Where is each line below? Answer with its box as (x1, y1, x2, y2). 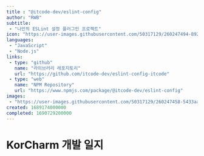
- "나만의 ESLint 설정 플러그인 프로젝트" (8, 25, 101, 32)
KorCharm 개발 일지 (6, 138, 104, 152)
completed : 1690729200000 (6, 110, 72, 116)
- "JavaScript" (8, 43, 47, 49)
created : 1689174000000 (6, 104, 67, 111)
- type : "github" (8, 59, 53, 65)
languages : (6, 37, 34, 43)
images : (6, 93, 26, 99)
